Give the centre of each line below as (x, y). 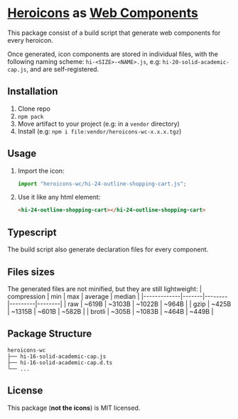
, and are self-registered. (63, 69)
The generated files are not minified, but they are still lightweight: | (105, 288)
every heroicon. (30, 40)
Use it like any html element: (59, 197)
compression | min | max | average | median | (74, 296)
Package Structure (50, 334)
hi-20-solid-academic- (196, 62)
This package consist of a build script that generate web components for (114, 33)
